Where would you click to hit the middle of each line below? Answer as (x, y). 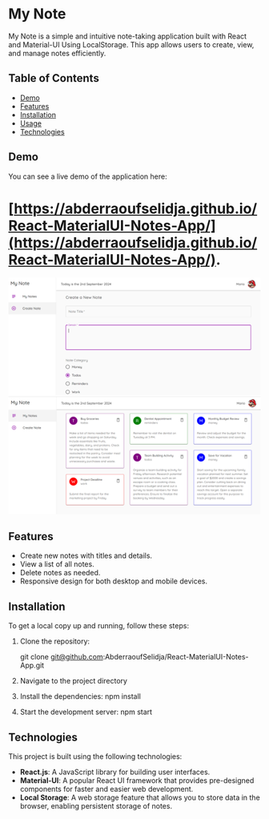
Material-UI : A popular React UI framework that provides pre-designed (137, 780)
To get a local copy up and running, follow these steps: (99, 626)
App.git (32, 665)
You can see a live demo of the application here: (88, 176)
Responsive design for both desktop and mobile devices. (114, 581)
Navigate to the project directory (74, 681)
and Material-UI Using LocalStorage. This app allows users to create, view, (131, 44)
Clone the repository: (55, 641)
